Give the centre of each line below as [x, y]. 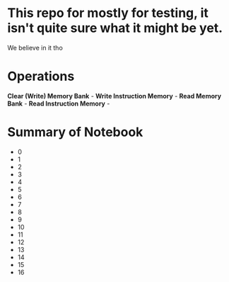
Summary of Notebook [75, 132]
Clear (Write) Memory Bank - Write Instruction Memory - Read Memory [114, 96]
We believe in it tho [35, 47]
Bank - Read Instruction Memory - [59, 103]
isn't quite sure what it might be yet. [115, 28]
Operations [41, 77]
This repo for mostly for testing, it [108, 13]
